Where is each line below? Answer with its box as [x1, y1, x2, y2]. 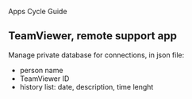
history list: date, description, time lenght [19, 82, 154, 91]
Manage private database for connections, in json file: [8, 50, 185, 60]
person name [19, 65, 63, 75]
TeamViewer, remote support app [8, 29, 177, 42]
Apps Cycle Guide [8, 7, 67, 16]
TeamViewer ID [19, 74, 70, 83]
